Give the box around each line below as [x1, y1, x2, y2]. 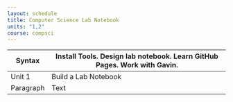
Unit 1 [10, 72, 31, 82]
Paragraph [10, 83, 45, 93]
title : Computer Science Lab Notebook [7, 17, 119, 24]
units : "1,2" [7, 23, 45, 30]
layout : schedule [7, 10, 58, 17]
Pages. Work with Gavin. [96, 60, 179, 70]
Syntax [15, 56, 40, 66]
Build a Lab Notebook [51, 72, 122, 82]
